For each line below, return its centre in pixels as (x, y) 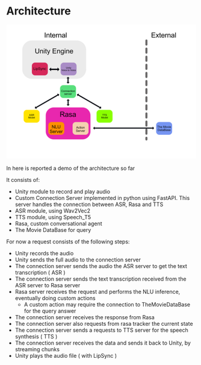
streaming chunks (37, 349)
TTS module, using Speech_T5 (53, 217)
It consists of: (23, 180)
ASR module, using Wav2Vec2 (53, 211)
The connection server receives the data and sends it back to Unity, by (103, 343)
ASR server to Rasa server (48, 285)
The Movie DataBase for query (53, 230)
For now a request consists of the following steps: (68, 242)
